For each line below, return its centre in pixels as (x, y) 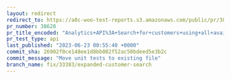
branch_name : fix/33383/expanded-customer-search (79, 65)
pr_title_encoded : (33, 33)
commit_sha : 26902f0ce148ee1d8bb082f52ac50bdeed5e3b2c (87, 52)
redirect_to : (25, 20)
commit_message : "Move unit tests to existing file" (84, 58)
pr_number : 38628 (31, 26)
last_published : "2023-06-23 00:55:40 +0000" (73, 45)
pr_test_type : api (33, 39)
